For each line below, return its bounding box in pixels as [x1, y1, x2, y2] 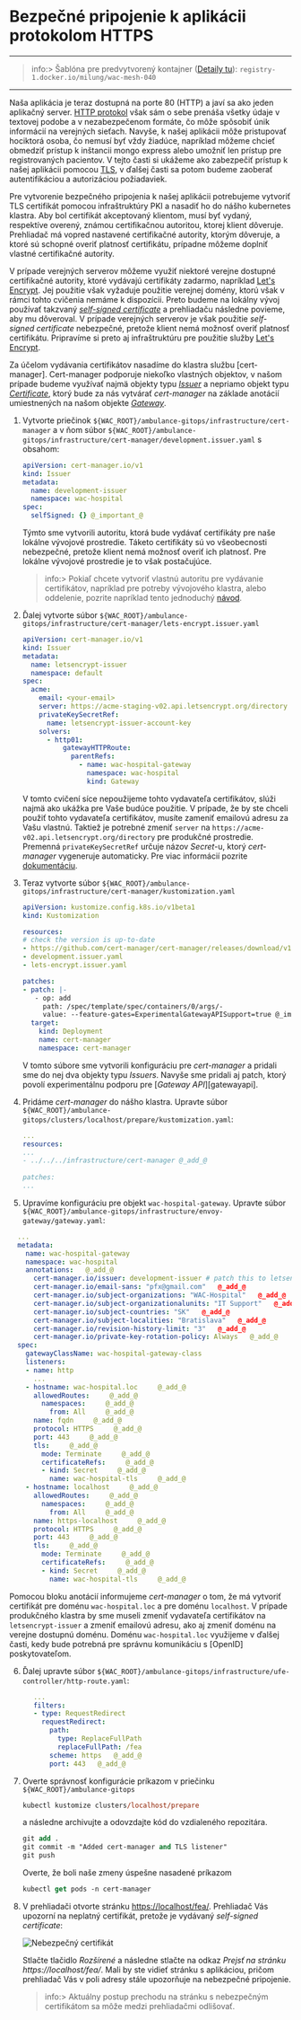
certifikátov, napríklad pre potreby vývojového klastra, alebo [44, 583, 267, 594]
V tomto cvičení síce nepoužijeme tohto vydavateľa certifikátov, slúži [21, 793, 276, 804]
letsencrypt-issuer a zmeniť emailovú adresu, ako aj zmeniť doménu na [9, 1619, 276, 1630]
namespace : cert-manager [39, 1044, 132, 1053]
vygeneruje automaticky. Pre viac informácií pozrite [57, 851, 248, 861]
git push [21, 1851, 56, 1860]
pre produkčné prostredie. [156, 831, 254, 842]
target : [30, 1019, 60, 1028]
